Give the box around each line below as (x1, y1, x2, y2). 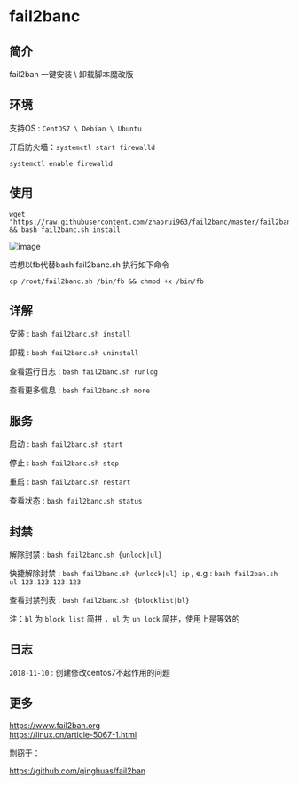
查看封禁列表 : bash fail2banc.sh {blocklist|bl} (9, 595, 191, 606)
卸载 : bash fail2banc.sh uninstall (9, 347, 139, 358)
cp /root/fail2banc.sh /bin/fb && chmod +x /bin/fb (9, 277, 204, 286)
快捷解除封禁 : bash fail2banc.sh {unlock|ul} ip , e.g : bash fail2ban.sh (9, 568, 278, 579)
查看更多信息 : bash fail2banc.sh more (9, 385, 151, 396)
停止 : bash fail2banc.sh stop (9, 457, 120, 468)
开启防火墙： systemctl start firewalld (9, 141, 155, 152)
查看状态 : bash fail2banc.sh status (9, 496, 143, 506)
